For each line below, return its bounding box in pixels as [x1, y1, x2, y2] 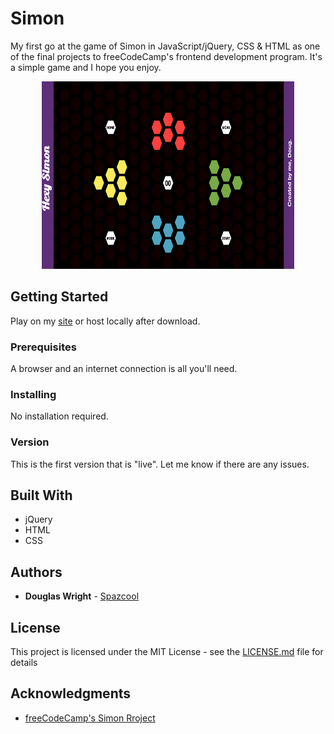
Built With [10, 487, 73, 504]
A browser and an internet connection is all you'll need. [10, 363, 238, 375]
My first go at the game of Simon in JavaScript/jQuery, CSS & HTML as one [10, 40, 321, 52]
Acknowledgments [10, 685, 132, 702]
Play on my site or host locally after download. [10, 315, 201, 327]
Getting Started [10, 288, 109, 306]
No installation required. [10, 410, 109, 422]
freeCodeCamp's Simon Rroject [24, 712, 156, 724]
